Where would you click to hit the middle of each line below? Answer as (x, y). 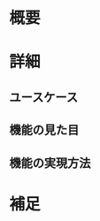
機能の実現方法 (50, 163)
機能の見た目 (44, 130)
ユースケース (43, 97)
